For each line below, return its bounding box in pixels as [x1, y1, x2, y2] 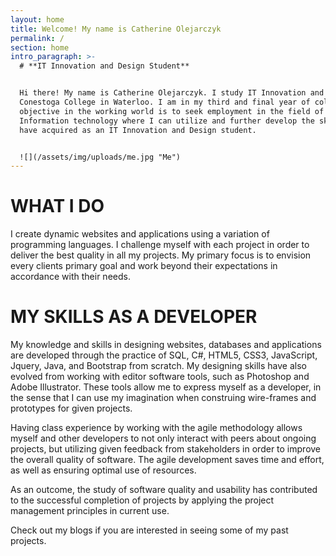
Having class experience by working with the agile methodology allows [10, 422, 303, 434]
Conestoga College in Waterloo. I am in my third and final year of [19, 97, 311, 107]
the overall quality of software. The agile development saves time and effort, [10, 454, 325, 466]
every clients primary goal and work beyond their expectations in [10, 260, 278, 272]
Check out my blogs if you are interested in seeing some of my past [10, 524, 289, 536]
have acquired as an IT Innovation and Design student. [19, 125, 257, 135]
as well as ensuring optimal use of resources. [10, 464, 197, 476]
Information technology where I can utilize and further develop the [19, 116, 315, 126]
